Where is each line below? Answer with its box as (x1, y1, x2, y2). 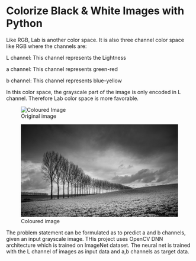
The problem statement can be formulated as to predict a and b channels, (6, 229, 186, 236)
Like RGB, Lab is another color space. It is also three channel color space (6, 36, 185, 43)
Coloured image (21, 217, 60, 224)
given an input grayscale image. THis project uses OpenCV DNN (6, 235, 163, 242)
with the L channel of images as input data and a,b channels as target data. (6, 247, 189, 255)
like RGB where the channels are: (6, 43, 87, 50)
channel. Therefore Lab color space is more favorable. (6, 95, 139, 102)
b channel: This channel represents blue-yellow (6, 77, 123, 84)
